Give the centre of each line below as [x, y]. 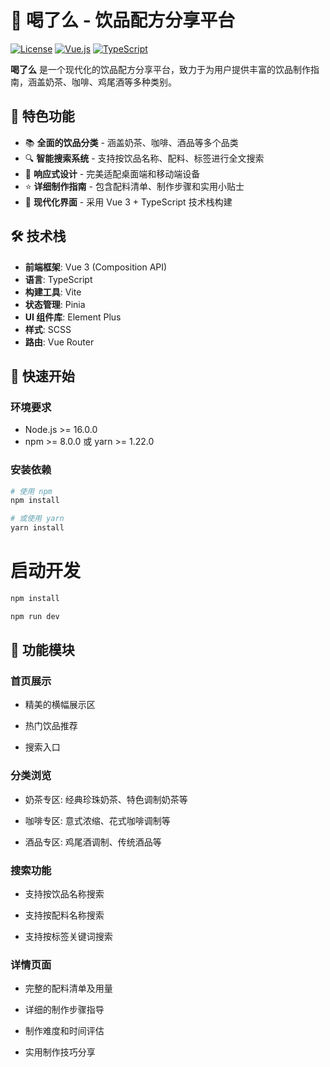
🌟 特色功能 [42, 116]
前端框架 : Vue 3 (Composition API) [96, 267]
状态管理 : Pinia [55, 304]
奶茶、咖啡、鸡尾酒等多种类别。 [110, 82]
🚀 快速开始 [42, 376]
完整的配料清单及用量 [68, 988]
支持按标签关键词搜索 [68, 937]
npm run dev [35, 616]
